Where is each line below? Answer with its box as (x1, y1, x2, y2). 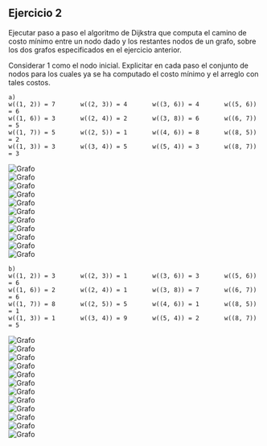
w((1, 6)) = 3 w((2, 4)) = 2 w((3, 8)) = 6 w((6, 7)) (8, 114, 257, 122)
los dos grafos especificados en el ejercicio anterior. (8, 44, 183, 55)
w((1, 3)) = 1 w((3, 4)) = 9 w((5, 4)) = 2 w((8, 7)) (8, 314, 257, 322)
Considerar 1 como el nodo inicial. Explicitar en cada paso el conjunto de (8, 60, 249, 70)
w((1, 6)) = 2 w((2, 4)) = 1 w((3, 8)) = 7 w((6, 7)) (8, 286, 257, 294)
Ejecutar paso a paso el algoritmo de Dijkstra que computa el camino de (8, 27, 247, 37)
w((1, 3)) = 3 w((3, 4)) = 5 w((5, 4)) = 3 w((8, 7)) (8, 142, 257, 151)
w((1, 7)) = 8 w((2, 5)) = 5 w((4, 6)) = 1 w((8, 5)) (8, 299, 257, 308)
